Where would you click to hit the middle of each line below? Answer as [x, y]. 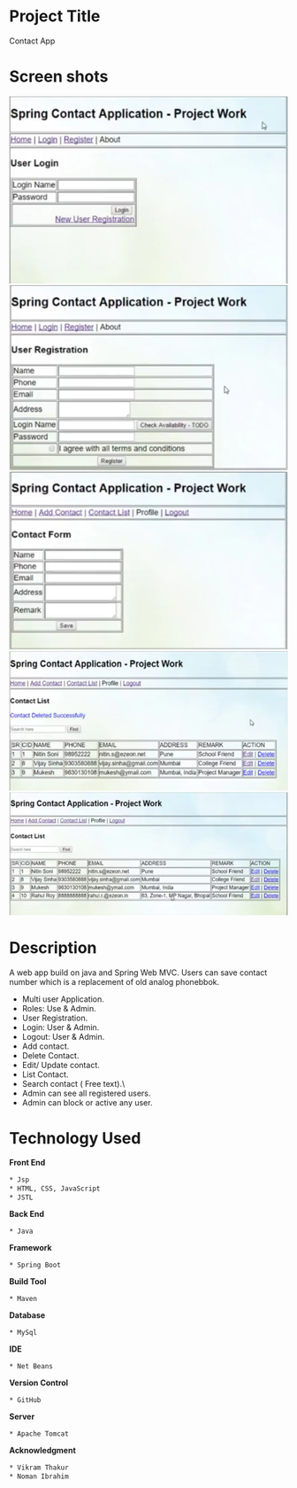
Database [27, 1315]
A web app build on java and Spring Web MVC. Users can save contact [138, 973]
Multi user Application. [63, 999]
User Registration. [55, 1018]
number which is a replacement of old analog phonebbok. [114, 981]
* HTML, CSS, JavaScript [55, 1189]
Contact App [32, 41]
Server [22, 1417]
